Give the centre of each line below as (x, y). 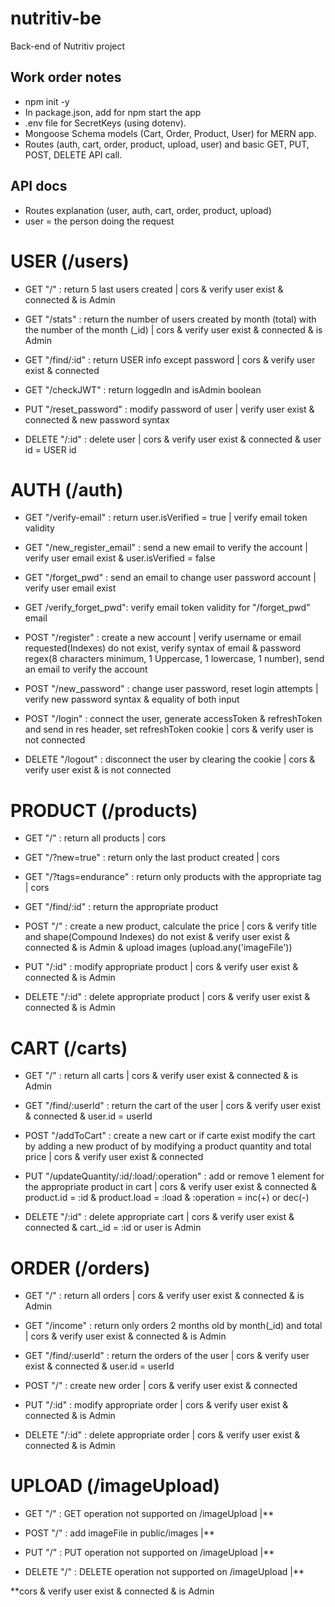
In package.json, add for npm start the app (113, 112)
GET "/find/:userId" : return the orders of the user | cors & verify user (167, 1356)
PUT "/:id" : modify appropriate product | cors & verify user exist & (161, 967)
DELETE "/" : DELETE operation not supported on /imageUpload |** (164, 1572)
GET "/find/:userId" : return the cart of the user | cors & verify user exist (172, 1106)
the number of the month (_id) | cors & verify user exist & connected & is (173, 329)
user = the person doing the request (99, 221)
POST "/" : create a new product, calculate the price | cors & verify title (170, 926)
